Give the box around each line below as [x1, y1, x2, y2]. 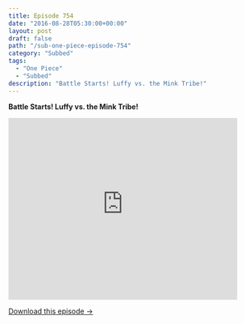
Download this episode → [8, 306, 93, 316]
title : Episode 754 [8, 11, 74, 20]
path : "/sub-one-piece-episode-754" [8, 42, 131, 50]
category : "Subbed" [8, 49, 74, 57]
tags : [8, 57, 27, 65]
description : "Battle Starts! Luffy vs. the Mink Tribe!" [8, 79, 207, 87]
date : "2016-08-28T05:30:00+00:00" [8, 19, 128, 27]
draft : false [8, 34, 52, 43]
